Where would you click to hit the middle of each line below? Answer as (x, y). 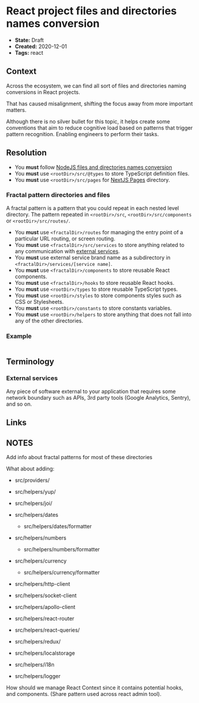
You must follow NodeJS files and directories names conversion (93, 167)
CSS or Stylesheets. (39, 302)
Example (19, 336)
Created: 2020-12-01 (41, 46)
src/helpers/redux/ (38, 642)
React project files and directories (91, 11)
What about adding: (30, 469)
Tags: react (29, 52)
